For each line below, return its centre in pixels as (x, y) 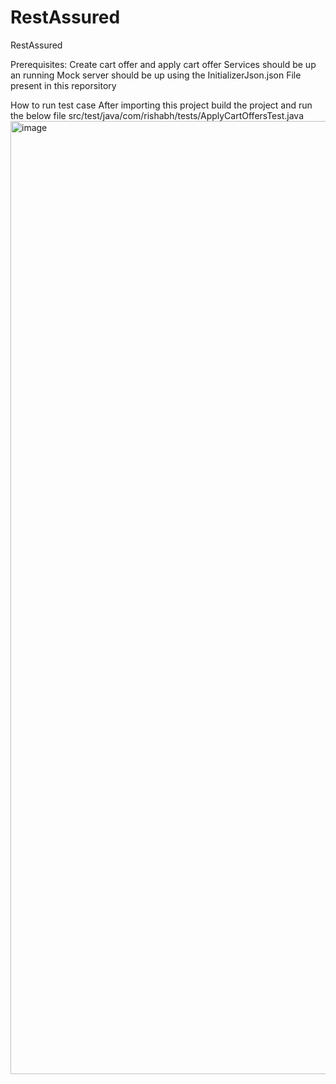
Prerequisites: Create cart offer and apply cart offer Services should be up (163, 64)
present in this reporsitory (63, 85)
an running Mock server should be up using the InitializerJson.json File (156, 75)
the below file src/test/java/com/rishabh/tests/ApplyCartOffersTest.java (157, 115)
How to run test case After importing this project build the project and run (161, 105)
